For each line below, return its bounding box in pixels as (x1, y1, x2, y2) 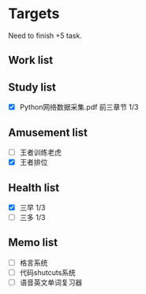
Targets (8, 5, 60, 23)
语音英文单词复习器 (19, 277, 83, 288)
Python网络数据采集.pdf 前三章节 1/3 (19, 102, 139, 112)
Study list (8, 80, 57, 94)
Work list (8, 54, 54, 67)
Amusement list (8, 125, 88, 139)
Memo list (8, 236, 58, 249)
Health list (8, 180, 60, 194)
